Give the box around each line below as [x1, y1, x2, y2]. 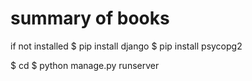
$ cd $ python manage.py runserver [10, 59, 160, 71]
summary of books [10, 7, 170, 30]
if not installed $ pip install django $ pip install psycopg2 [10, 40, 243, 52]
